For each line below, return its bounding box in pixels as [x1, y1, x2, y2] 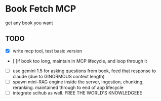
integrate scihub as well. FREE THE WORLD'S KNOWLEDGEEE [12, 89, 143, 96]
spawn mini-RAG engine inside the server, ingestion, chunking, [12, 79, 144, 85]
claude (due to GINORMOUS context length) [12, 73, 105, 79]
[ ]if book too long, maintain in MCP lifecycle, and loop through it [12, 58, 147, 64]
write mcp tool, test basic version [12, 47, 83, 54]
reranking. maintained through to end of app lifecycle [12, 84, 124, 90]
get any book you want [5, 20, 53, 26]
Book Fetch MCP [5, 3, 76, 15]
